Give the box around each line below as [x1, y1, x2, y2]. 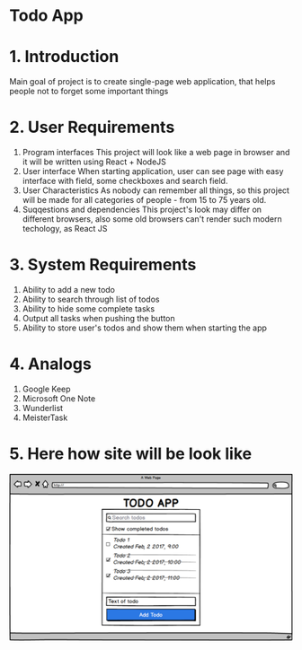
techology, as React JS [22, 224, 108, 234]
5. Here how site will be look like [9, 444, 253, 464]
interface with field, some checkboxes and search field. [22, 176, 228, 187]
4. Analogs [9, 354, 92, 374]
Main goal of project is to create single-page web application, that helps [9, 76, 276, 87]
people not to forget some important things [9, 86, 169, 97]
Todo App [9, 5, 84, 26]
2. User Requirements [9, 118, 175, 137]
